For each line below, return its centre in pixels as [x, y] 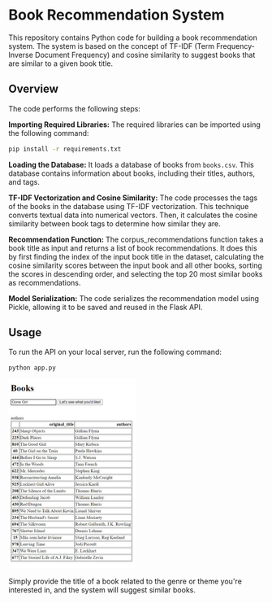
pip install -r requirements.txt [65, 149]
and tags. [24, 181]
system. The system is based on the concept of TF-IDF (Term [112, 46]
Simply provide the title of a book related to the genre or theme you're [125, 581]
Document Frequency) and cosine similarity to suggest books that [145, 55]
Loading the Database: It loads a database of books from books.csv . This [131, 164]
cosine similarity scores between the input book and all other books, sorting [135, 265]
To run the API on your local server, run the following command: [115, 352]
